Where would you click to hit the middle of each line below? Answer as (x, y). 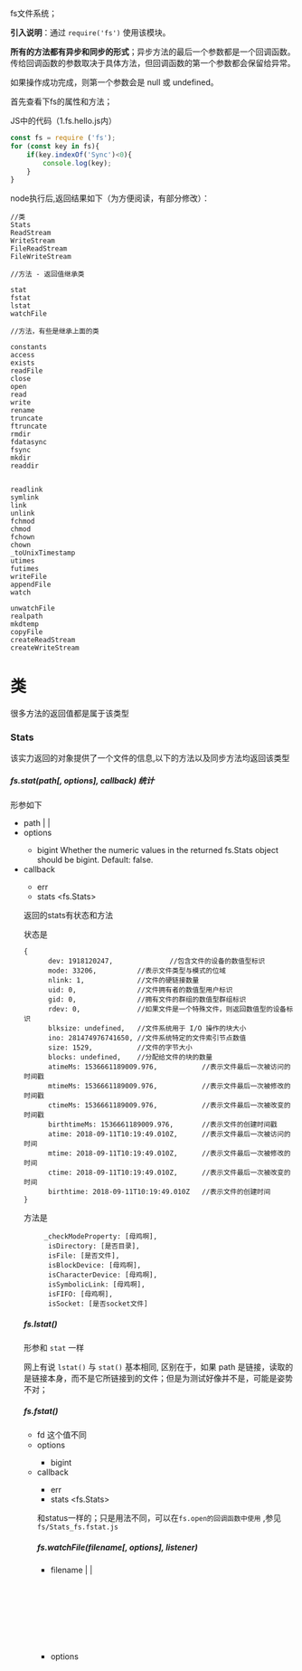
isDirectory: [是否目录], (94, 1247)
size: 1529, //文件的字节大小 (120, 1048)
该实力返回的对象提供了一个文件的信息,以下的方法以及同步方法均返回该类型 (150, 758)
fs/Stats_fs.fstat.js (77, 1527)
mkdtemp (25, 624)
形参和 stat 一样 (54, 1348)
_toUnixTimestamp (43, 553)
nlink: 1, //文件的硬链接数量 (123, 981)
